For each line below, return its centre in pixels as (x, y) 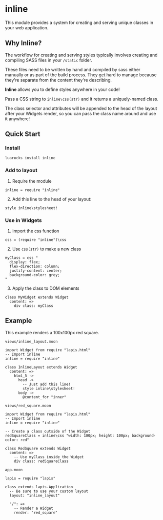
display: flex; (25, 262)
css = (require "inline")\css (36, 240)
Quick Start (23, 134)
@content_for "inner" (45, 397)
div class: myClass (34, 306)
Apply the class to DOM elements (46, 288)
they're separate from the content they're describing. (59, 80)
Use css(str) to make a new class (47, 249)
